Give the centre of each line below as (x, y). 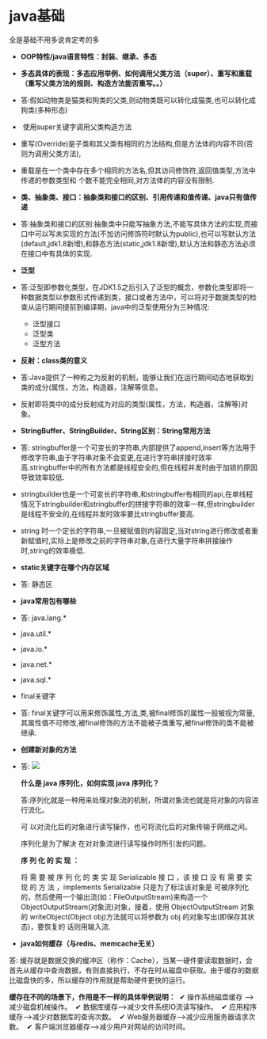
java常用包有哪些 (48, 601)
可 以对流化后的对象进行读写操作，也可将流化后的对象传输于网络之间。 (136, 826)
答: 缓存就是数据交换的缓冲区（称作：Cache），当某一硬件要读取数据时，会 (131, 960)
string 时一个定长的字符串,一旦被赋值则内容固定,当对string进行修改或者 (136, 531)
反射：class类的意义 (54, 360)
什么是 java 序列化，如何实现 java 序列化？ (90, 783)
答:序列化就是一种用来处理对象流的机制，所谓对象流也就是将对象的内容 (136, 800)
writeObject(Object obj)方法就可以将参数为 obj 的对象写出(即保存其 (139, 916)
